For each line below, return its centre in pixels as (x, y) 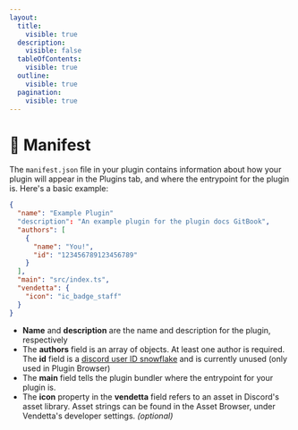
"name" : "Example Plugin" (66, 214)
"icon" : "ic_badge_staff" (74, 296)
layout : (24, 17)
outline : (34, 76)
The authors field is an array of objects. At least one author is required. (153, 349)
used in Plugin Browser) (66, 368)
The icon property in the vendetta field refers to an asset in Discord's (151, 396)
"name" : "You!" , (63, 247)
